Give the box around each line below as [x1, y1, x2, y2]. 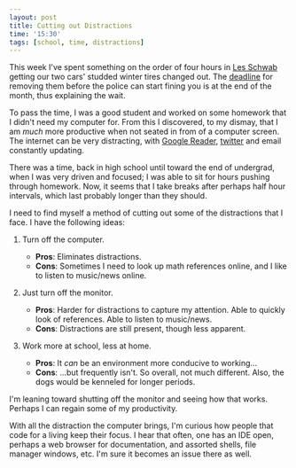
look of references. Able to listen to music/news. [35, 314, 213, 324]
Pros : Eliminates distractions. [35, 252, 142, 262]
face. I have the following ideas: [9, 217, 126, 228]
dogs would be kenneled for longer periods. [35, 377, 196, 387]
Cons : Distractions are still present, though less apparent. [35, 324, 246, 334]
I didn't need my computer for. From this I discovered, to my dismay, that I [9, 117, 278, 128]
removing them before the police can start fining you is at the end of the [9, 81, 272, 91]
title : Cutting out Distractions [9, 21, 133, 30]
